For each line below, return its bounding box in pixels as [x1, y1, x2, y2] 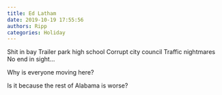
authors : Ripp [7, 23, 48, 29]
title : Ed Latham [7, 10, 57, 17]
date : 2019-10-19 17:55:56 [7, 16, 84, 23]
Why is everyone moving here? [7, 68, 94, 77]
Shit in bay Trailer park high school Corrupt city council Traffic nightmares [7, 48, 216, 56]
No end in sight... [7, 55, 55, 64]
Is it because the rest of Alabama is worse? [7, 81, 128, 90]
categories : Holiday [7, 29, 66, 36]
